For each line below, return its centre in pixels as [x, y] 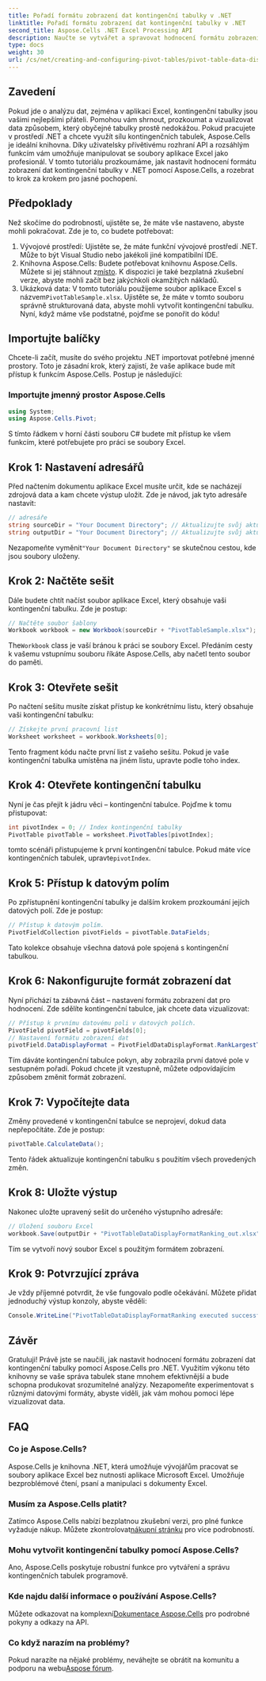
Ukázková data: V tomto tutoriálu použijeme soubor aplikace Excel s [130, 288]
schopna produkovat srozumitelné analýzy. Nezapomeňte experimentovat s [131, 1385]
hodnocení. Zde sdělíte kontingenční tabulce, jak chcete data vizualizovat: [129, 1009]
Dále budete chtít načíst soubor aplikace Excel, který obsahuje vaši [118, 600]
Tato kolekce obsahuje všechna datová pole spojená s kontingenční [118, 948]
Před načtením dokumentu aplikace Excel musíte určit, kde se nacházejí [125, 486]
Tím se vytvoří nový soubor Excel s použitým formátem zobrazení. [116, 1249]
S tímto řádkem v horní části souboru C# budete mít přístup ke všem [120, 434]
